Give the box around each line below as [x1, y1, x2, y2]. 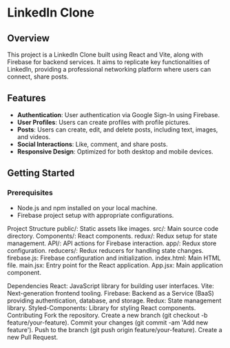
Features [7, 92, 46, 104]
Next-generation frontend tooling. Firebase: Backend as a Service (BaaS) [7, 289, 215, 297]
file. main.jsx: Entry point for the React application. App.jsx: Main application [7, 260, 223, 269]
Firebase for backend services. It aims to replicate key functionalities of [7, 58, 210, 66]
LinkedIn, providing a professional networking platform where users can [7, 65, 211, 73]
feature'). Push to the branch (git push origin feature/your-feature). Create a [7, 325, 222, 334]
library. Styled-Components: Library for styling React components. [7, 303, 196, 311]
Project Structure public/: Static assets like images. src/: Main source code [7, 224, 219, 232]
